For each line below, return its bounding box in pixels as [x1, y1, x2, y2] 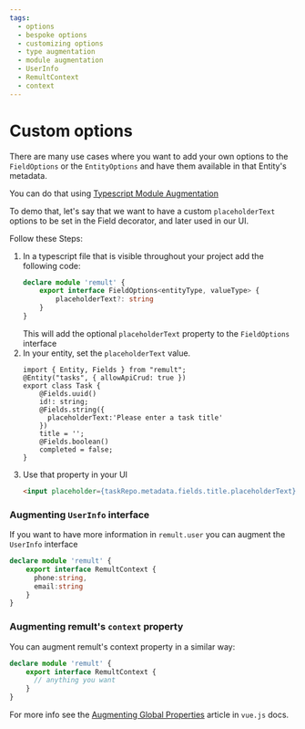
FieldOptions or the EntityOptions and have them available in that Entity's [9, 161, 287, 172]
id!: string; [39, 397, 89, 406]
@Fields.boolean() [39, 437, 109, 446]
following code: [22, 260, 81, 271]
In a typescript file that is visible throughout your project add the [22, 250, 264, 261]
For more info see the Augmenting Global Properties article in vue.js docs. [9, 709, 290, 721]
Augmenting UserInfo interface [9, 508, 150, 521]
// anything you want [33, 676, 117, 685]
